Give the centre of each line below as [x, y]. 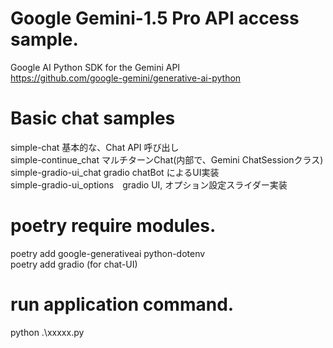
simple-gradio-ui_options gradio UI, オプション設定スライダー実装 [149, 184]
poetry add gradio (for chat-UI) [74, 264]
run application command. [122, 304]
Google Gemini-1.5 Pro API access [155, 18]
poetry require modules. [113, 226]
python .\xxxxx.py [47, 332]
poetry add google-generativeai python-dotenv [108, 253]
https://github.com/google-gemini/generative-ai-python [126, 78]
